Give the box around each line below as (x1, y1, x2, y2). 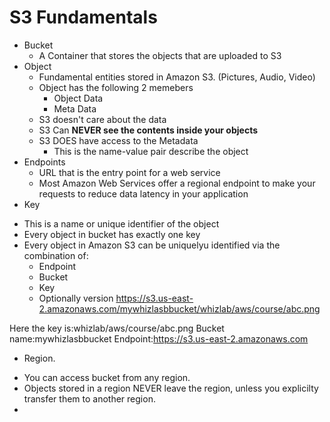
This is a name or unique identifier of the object (23, 217, 220, 230)
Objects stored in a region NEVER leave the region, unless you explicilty (23, 382, 319, 394)
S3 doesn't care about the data (38, 113, 167, 125)
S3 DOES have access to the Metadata (38, 134, 199, 146)
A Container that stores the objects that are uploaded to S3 (38, 49, 282, 61)
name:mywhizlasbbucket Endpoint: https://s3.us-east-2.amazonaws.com (9, 332, 309, 345)
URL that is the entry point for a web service (38, 166, 221, 178)
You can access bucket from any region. (23, 371, 191, 383)
